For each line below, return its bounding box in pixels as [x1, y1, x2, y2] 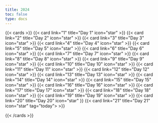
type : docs [5, 16, 28, 21]
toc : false [5, 12, 28, 17]
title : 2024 [5, 7, 30, 12]
